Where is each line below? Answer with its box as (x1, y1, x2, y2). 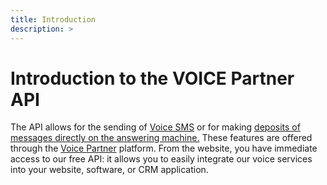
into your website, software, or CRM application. (10, 164, 209, 176)
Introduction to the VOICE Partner (10, 67, 295, 90)
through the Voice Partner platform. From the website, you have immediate (10, 142, 318, 155)
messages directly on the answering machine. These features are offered (10, 132, 313, 144)
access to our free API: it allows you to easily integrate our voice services (10, 153, 313, 165)
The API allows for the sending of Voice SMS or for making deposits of (10, 121, 301, 133)
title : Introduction (10, 14, 97, 25)
